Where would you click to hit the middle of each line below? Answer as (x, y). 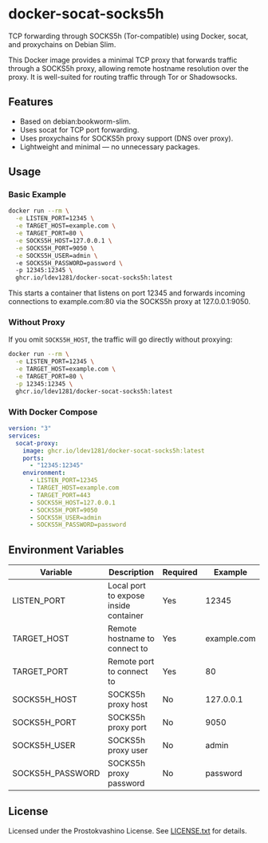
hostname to (131, 639)
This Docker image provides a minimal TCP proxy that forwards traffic (123, 60)
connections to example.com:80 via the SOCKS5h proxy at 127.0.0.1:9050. (130, 302)
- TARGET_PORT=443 (60, 495)
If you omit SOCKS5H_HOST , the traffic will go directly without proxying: (120, 339)
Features (31, 102)
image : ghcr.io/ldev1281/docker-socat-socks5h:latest (114, 451)
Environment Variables (66, 550)
